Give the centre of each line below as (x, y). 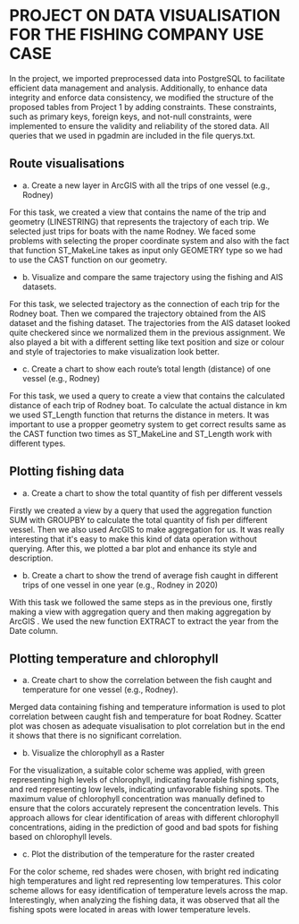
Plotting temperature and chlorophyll (114, 659)
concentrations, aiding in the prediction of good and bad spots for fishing (144, 827)
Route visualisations (67, 163)
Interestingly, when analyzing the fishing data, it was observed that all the (145, 900)
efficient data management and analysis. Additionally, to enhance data (138, 88)
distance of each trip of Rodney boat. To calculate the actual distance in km (148, 405)
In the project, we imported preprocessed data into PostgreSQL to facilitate (147, 78)
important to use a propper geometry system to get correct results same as (148, 424)
